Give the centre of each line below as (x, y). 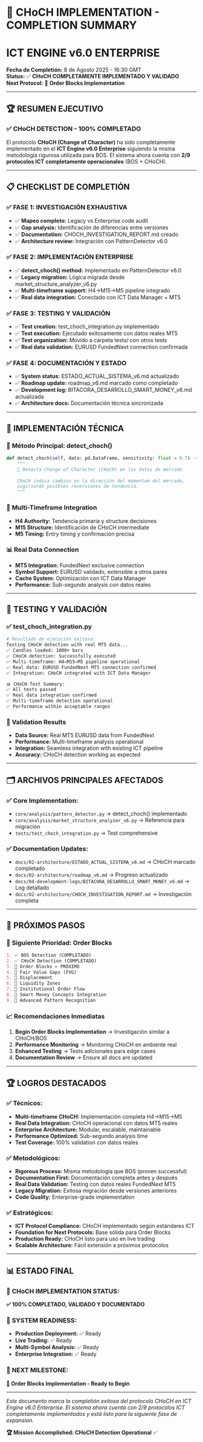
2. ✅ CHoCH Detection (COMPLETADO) (52, 961)
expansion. (20, 1420)
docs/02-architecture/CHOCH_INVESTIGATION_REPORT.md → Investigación (103, 894)
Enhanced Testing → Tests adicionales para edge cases (85, 1051)
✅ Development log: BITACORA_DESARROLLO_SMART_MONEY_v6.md (103, 390)
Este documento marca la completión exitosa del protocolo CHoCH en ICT (99, 1401)
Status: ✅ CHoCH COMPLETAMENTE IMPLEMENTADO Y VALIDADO (93, 76)
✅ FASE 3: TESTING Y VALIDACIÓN (58, 313)
